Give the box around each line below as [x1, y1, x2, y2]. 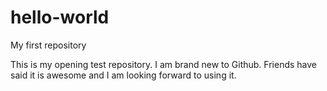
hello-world [10, 6, 110, 29]
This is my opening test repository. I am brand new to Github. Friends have [10, 58, 317, 70]
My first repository [10, 39, 87, 51]
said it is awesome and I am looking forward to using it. [10, 69, 237, 81]
